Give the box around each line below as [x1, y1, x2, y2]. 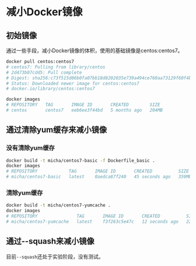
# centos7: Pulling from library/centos [6, 64, 106, 70]
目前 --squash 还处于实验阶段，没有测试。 [6, 253, 104, 260]
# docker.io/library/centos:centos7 [6, 86, 95, 92]
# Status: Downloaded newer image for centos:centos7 [6, 80, 140, 87]
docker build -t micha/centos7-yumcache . [6, 202, 111, 208]
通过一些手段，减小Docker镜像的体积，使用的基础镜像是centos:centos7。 [6, 47, 183, 54]
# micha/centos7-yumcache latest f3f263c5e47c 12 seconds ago [6, 219, 179, 224]
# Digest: [6, 75, 30, 81]
